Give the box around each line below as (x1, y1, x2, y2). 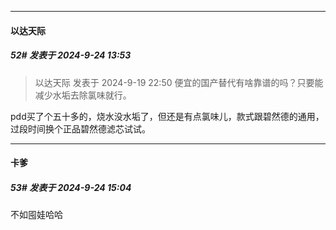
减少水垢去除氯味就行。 (34, 89, 132, 101)
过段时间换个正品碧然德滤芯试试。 (10, 122, 151, 135)
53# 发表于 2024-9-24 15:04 (10, 181, 132, 193)
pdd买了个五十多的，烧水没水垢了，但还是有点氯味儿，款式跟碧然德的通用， (10, 110, 325, 122)
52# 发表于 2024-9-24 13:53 (10, 49, 132, 61)
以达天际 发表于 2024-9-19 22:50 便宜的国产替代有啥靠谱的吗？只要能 (34, 76, 324, 88)
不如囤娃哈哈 (10, 209, 63, 221)
